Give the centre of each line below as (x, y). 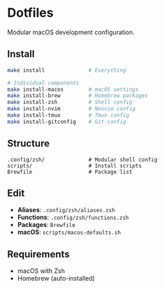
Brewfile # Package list (70, 172)
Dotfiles (30, 13)
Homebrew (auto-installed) (56, 279)
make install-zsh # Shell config (70, 103)
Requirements (38, 254)
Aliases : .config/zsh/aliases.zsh (66, 210)
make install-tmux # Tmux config (68, 115)
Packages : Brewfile (46, 225)
